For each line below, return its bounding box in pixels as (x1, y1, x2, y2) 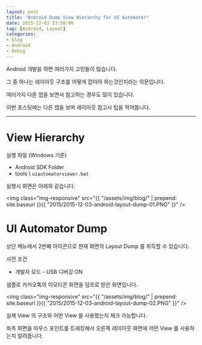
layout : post (6, 8, 39, 15)
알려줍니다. (17, 332, 44, 339)
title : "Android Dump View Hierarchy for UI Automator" (6, 14, 149, 20)
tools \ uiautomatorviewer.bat (14, 170, 89, 177)
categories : (6, 31, 36, 37)
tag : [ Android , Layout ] (6, 25, 66, 32)
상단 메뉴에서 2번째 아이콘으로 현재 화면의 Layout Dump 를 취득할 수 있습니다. (6, 242, 190, 250)
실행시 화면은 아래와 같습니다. (6, 182, 76, 190)
